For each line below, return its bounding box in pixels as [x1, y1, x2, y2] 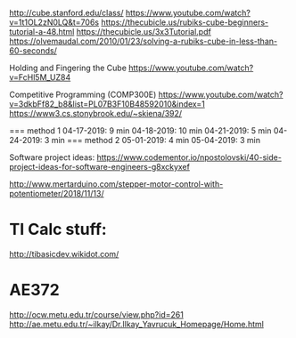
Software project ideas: [9, 152, 95, 163]
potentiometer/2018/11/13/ [9, 189, 104, 198]
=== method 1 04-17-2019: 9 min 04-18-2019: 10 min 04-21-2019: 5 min [9, 125, 272, 136]
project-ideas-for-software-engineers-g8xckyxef [9, 162, 190, 172]
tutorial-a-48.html [9, 27, 75, 36]
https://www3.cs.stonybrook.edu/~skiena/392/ [9, 109, 183, 118]
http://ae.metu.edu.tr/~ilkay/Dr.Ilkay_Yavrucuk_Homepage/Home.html [9, 318, 265, 329]
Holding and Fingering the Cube [9, 62, 127, 73]
